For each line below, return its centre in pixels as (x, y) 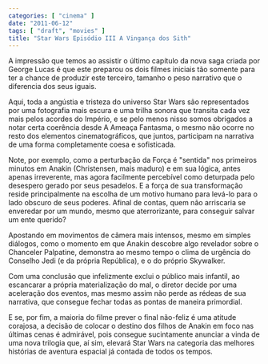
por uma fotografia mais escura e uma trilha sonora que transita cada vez (129, 111)
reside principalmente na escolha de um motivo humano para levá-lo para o (133, 194)
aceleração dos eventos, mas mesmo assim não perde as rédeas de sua (127, 293)
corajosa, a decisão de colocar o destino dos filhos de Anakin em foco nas (131, 326)
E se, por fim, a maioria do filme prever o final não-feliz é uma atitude (122, 317)
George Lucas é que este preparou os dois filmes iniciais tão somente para (132, 70)
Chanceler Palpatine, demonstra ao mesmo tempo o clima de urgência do (130, 253)
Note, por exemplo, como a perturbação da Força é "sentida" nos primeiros (133, 160)
